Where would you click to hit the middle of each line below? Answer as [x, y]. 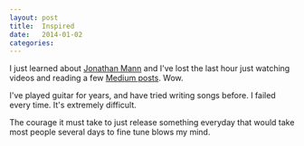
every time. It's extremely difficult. [73, 105]
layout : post [34, 18]
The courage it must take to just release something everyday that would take [152, 123]
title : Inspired [42, 26]
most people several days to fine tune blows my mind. [110, 132]
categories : [32, 43]
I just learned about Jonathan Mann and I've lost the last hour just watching [150, 68]
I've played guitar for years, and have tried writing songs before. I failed [142, 96]
